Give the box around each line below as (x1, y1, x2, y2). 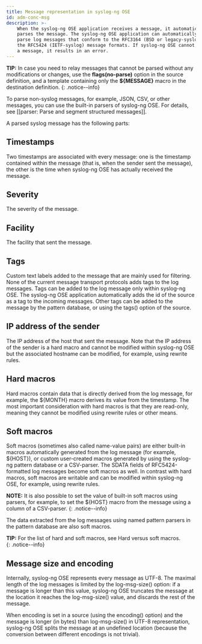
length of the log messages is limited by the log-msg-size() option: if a (6, 581, 180, 588)
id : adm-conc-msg (6, 14, 50, 20)
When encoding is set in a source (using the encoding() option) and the (6, 612, 183, 619)
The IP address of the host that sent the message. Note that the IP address (6, 337, 191, 344)
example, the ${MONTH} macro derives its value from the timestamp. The (6, 396, 189, 403)
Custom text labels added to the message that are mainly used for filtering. (6, 272, 191, 279)
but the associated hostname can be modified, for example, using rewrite (6, 350, 188, 357)
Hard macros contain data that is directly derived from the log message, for (6, 390, 193, 397)
